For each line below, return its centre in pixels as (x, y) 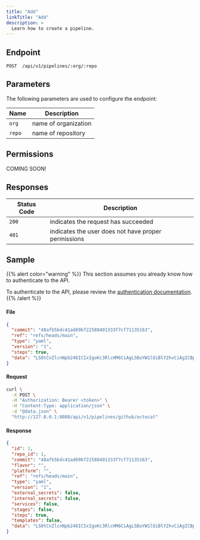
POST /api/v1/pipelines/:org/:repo (51, 66)
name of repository (59, 133)
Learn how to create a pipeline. (53, 28)
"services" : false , (36, 504)
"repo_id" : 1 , (29, 454)
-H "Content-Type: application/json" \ (61, 406)
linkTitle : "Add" (28, 17)
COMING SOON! (26, 168)
